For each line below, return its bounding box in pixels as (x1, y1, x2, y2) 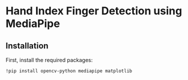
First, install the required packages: (5, 57, 93, 63)
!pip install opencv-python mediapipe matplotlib (5, 68, 133, 74)
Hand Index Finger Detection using (5, 4, 183, 18)
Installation (5, 41, 49, 51)
